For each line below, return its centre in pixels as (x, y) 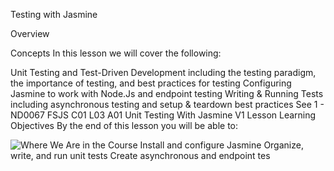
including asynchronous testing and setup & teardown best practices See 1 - (167, 104)
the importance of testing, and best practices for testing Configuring (151, 83)
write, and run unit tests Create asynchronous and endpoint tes (140, 155)
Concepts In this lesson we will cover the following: (116, 53)
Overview (30, 33)
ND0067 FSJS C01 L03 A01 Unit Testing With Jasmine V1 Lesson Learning (163, 115)
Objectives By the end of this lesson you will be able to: (124, 125)
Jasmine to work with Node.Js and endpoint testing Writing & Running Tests (167, 93)
